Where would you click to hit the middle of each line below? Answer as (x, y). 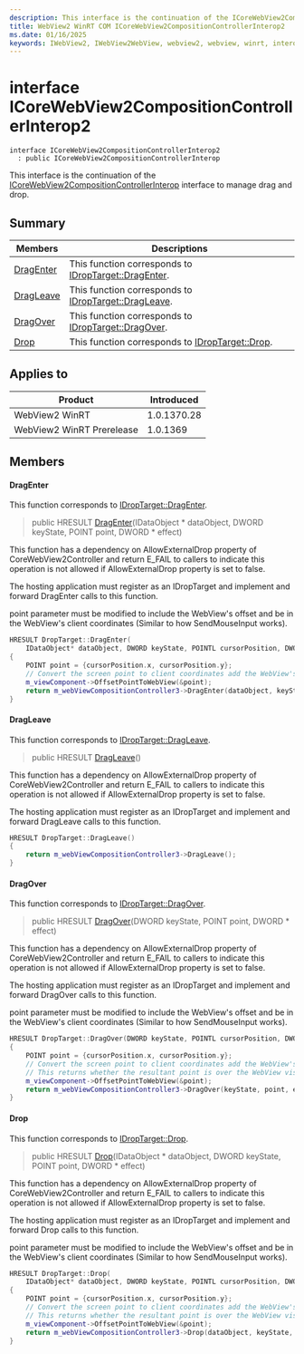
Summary (38, 223)
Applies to (39, 374)
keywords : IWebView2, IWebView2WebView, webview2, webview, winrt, (139, 43)
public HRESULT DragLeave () (86, 757)
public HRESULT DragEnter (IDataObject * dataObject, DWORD (147, 523)
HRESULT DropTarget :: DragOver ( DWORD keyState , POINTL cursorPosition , (145, 1039)
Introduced (174, 400)
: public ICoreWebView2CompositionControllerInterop (119, 159)
